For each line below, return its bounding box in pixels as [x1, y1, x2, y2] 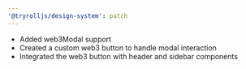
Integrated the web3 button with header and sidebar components [19, 51, 239, 61]
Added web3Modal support [19, 34, 111, 44]
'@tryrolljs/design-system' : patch [7, 11, 128, 20]
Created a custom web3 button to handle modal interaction [19, 42, 217, 53]
